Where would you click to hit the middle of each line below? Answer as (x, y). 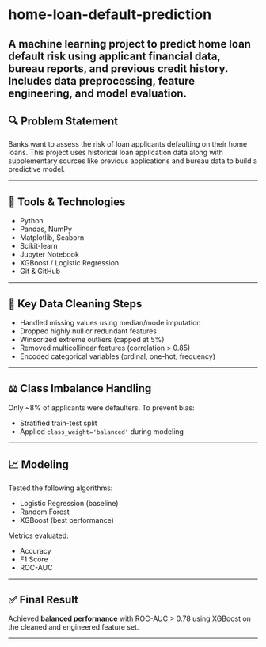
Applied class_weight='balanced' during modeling (102, 431)
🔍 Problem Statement (63, 121)
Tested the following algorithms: (61, 488)
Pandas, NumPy (46, 229)
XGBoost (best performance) (67, 520)
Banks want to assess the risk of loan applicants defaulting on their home (128, 144)
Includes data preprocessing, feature (102, 81)
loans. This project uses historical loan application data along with (116, 153)
